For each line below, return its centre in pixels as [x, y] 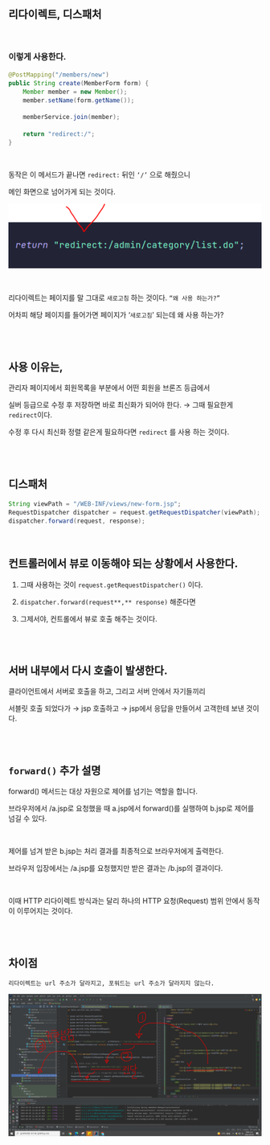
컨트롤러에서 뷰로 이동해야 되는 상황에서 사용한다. [123, 564]
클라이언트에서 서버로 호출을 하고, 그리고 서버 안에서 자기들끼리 [107, 692]
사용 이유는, [36, 367]
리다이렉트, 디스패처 [55, 14]
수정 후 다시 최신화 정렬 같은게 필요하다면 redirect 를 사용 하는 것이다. [119, 432]
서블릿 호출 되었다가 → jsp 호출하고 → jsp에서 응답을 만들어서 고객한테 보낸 [127, 708]
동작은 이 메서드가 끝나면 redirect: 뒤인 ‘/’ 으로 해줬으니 [100, 174]
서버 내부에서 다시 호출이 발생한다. [88, 670]
